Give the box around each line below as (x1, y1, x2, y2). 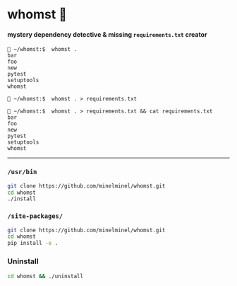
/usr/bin (7, 168, 37, 176)
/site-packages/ (7, 212, 63, 220)
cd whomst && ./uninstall (7, 273, 83, 280)
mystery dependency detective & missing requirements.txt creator (7, 30, 207, 38)
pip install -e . (7, 240, 59, 247)
